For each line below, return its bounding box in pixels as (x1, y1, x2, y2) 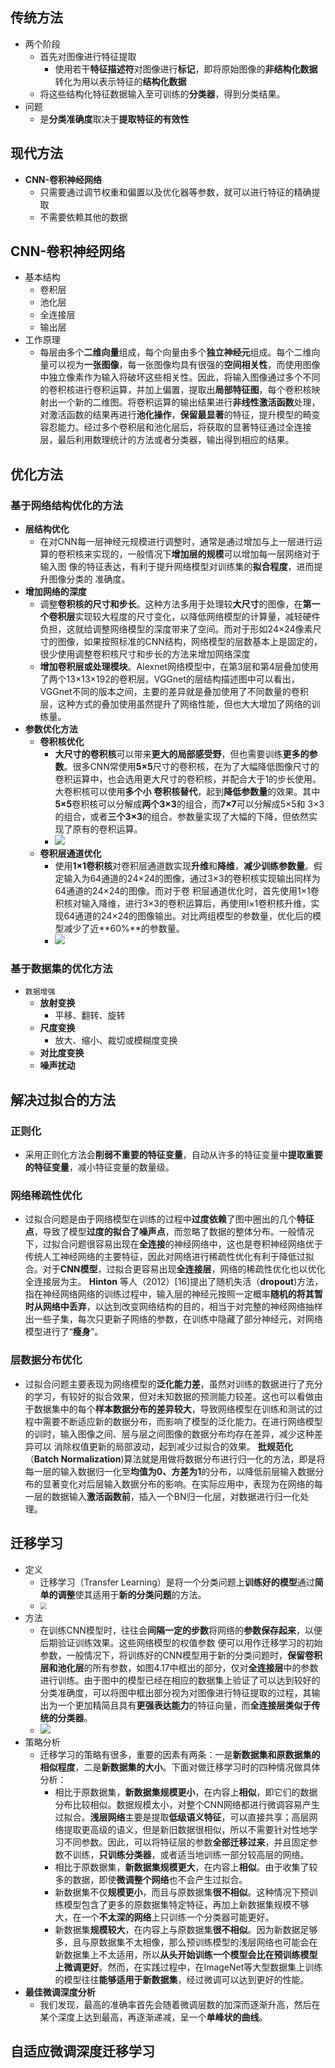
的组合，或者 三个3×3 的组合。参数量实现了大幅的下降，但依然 (54, 811, 309, 823)
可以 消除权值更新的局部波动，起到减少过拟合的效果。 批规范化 (33, 1440, 293, 1452)
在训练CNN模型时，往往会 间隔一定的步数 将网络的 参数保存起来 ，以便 (39, 1624, 323, 1636)
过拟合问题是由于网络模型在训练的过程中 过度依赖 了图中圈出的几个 (24, 1213, 297, 1225)
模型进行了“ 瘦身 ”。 (24, 1326, 104, 1338)
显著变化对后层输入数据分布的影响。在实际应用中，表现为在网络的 (42, 1478, 315, 1490)
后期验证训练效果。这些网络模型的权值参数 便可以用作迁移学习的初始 (39, 1636, 323, 1648)
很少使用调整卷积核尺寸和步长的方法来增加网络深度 (39, 648, 251, 660)
